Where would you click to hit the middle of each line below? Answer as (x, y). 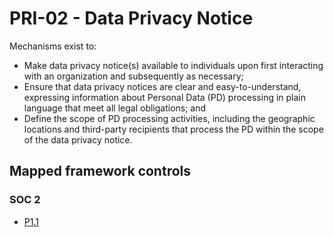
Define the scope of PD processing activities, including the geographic (169, 118)
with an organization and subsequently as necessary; (133, 76)
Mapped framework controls (100, 171)
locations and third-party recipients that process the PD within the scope (173, 129)
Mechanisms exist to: (53, 46)
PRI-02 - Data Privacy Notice (131, 18)
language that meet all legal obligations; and (115, 108)
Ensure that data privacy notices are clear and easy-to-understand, (162, 86)
